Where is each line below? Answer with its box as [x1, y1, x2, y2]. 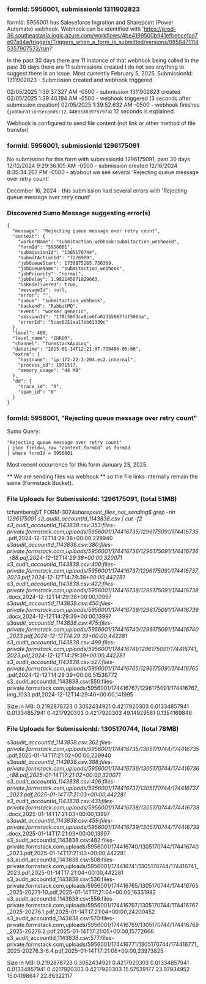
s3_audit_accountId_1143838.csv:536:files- [7, 875, 115, 883]
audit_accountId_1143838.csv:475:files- [13, 619, 113, 627]
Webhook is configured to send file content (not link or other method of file [7, 120, 196, 127]
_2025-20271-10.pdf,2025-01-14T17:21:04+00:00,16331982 [7, 888, 156, 896]
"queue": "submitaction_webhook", [18, 297, 106, 303]
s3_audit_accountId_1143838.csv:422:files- [7, 580, 116, 587]
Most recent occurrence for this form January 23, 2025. [7, 461, 148, 468]
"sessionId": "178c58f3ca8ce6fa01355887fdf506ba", [18, 313, 150, 320]
